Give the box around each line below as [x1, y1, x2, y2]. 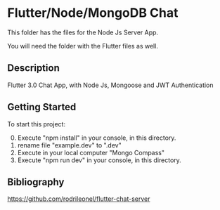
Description [7, 62, 60, 74]
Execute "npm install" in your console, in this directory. [17, 133, 176, 142]
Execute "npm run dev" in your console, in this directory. [17, 156, 181, 164]
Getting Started [7, 101, 77, 113]
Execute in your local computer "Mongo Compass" [17, 148, 165, 157]
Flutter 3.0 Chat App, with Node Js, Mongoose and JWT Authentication [7, 81, 214, 89]
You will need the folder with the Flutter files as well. [7, 41, 158, 50]
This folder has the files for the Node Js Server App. [7, 28, 159, 37]
